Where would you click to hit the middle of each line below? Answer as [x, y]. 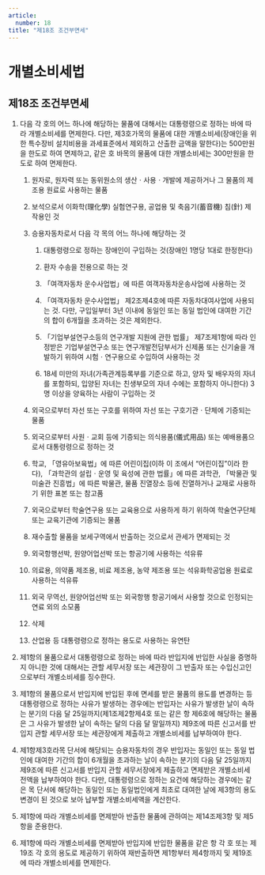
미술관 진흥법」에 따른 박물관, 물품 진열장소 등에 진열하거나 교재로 [133, 484]
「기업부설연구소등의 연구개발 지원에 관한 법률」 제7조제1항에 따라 [146, 338]
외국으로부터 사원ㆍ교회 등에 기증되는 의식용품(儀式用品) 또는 [126, 437]
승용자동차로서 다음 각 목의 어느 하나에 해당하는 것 [108, 233]
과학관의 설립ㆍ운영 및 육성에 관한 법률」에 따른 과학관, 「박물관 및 [154, 473]
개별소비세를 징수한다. [81, 677]
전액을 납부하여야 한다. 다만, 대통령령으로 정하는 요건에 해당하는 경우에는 [131, 780]
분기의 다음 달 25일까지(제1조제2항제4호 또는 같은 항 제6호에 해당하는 [135, 714]
